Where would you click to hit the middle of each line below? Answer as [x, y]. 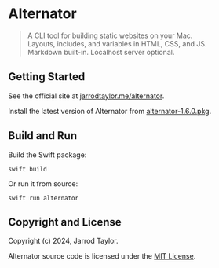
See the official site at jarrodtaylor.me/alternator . [86, 96]
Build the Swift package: [47, 155]
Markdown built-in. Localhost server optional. [101, 52]
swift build [27, 169]
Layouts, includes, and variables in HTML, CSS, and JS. [117, 43]
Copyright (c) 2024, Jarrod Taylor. [64, 241]
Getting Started [47, 77]
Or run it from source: [43, 184]
